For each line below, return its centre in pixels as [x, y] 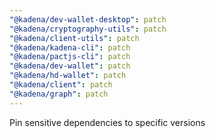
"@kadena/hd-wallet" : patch [68, 76]
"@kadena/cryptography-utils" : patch [88, 29]
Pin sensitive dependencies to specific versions [107, 122]
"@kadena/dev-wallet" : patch [70, 66]
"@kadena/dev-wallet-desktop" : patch [88, 19]
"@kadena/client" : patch [61, 85]
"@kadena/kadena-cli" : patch [70, 47]
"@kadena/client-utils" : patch [74, 38]
